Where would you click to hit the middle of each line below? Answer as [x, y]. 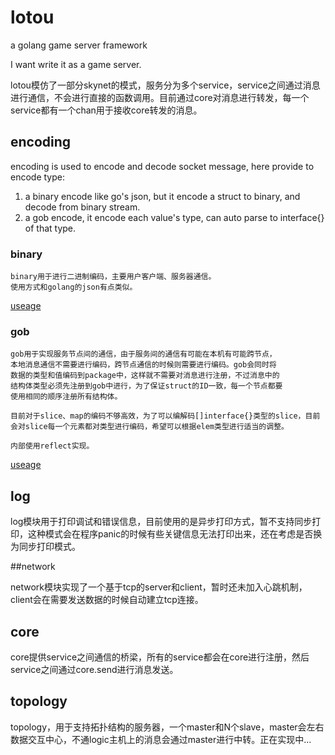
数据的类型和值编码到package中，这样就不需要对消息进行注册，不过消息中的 [145, 376]
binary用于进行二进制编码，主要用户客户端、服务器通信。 [113, 277]
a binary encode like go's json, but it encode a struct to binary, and [162, 196]
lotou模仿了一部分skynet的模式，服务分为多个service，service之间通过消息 [165, 85]
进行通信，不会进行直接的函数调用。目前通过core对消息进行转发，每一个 [160, 97]
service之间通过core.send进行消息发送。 [94, 669]
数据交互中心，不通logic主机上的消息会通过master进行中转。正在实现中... [161, 739]
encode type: [37, 177]
